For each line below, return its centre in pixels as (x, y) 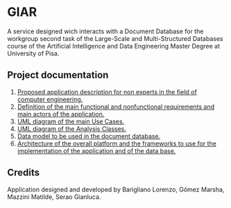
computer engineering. (50, 99)
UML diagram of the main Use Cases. (71, 121)
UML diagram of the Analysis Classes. (71, 128)
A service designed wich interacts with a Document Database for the (105, 31)
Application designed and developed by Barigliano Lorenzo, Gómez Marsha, (116, 189)
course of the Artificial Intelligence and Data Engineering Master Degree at (114, 46)
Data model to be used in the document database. (89, 136)
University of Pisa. (33, 53)
